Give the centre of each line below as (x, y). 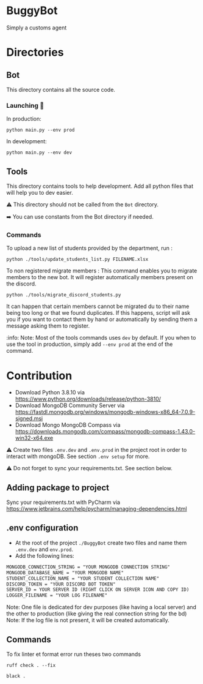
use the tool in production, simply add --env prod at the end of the (90, 344)
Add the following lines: (45, 555)
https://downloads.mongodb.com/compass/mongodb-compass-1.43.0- (105, 432)
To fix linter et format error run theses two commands (74, 654)
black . (16, 676)
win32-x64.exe (34, 438)
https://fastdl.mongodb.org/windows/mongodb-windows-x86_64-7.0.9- (105, 412)
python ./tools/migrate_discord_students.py (64, 295)
